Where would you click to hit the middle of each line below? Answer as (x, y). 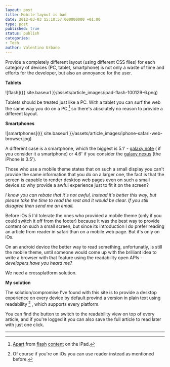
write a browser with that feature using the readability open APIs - (74, 258)
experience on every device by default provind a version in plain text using (83, 298)
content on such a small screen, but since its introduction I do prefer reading (85, 226)
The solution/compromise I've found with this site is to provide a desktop (81, 293)
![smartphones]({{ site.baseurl (37, 133)
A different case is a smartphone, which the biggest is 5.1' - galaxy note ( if (83, 149)
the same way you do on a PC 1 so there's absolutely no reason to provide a (84, 108)
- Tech (12, 43)
